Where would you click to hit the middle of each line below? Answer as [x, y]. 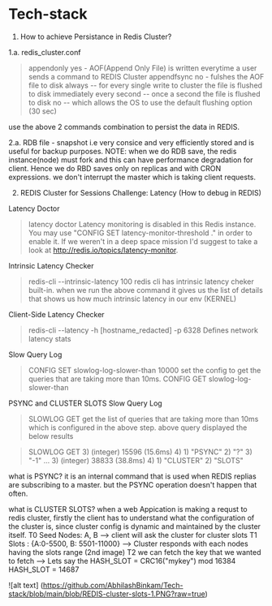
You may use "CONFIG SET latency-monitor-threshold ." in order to [140, 233]
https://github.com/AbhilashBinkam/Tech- [113, 585]
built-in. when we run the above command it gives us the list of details [146, 290]
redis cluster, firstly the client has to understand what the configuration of [132, 518]
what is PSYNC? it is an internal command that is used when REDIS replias [133, 476]
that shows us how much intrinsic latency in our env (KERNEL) [132, 299]
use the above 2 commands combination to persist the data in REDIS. [124, 127]
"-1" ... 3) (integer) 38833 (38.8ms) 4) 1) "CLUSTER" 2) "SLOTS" [136, 460]
